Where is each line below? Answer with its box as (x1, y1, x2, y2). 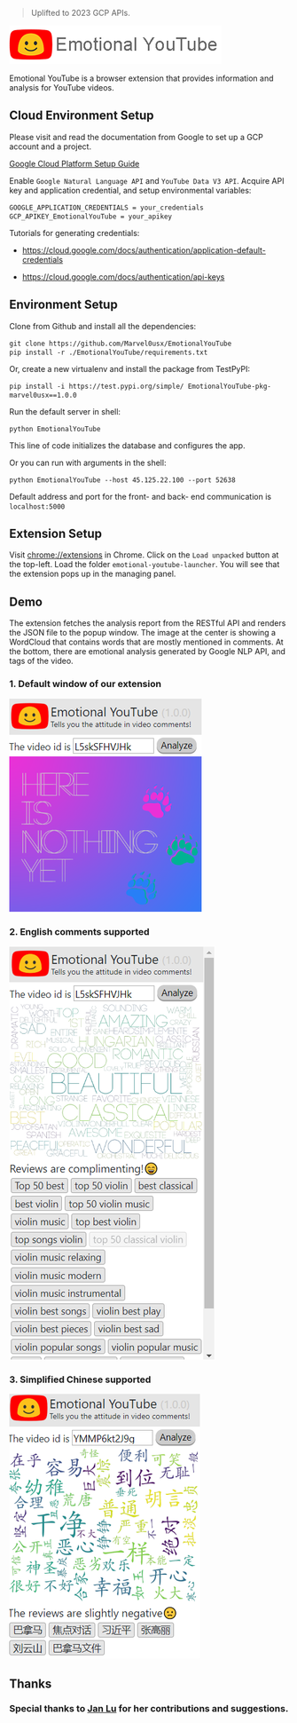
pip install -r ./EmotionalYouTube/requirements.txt (9, 348, 208, 357)
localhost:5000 (9, 502, 66, 511)
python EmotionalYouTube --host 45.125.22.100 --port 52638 (9, 475, 237, 485)
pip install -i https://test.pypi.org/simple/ (9, 382, 184, 391)
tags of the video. (9, 656, 74, 667)
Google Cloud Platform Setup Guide (9, 158, 140, 169)
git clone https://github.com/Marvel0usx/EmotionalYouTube (9, 339, 232, 348)
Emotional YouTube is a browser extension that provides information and (9, 73, 274, 83)
